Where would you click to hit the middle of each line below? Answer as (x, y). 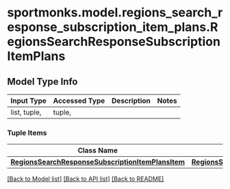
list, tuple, (26, 112)
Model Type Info (42, 81)
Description (131, 101)
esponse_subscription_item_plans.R (113, 27)
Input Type (28, 101)
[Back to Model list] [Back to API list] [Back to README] (86, 179)
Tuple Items (27, 133)
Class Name (98, 151)
